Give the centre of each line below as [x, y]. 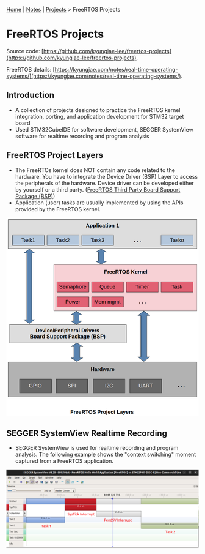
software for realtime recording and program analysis [82, 136]
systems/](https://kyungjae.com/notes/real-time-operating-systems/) [94, 76]
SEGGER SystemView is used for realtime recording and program [97, 448]
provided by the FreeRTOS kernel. [58, 209]
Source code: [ [25, 51]
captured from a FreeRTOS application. [64, 461]
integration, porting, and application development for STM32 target [99, 116]
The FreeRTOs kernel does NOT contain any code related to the [95, 170]
